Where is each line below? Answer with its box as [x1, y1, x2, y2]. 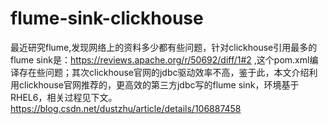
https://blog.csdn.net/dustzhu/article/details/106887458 [10, 102, 242, 114]
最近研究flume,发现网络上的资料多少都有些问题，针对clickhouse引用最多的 [10, 41, 318, 53]
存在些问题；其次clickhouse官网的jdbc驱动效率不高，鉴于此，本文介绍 [18, 66, 310, 78]
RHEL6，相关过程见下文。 [10, 91, 118, 103]
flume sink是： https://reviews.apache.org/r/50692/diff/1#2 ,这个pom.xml [10, 53, 310, 66]
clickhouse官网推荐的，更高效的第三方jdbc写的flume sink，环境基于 [18, 78, 300, 91]
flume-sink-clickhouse [10, 7, 204, 30]
